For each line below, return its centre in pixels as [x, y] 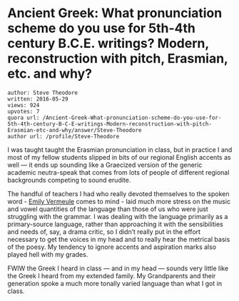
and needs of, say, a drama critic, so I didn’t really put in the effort [104, 231]
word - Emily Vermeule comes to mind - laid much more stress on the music [119, 201]
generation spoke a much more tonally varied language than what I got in [115, 283]
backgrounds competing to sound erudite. [69, 180]
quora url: [24, 118]
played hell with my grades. [48, 254]
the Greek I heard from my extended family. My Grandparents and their [112, 275]
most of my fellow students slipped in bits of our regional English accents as [119, 157]
